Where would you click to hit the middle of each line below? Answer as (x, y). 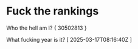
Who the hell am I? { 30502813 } (47, 28)
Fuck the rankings (53, 11)
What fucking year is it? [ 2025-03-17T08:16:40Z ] (69, 39)
